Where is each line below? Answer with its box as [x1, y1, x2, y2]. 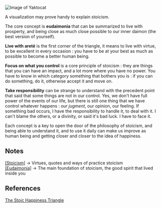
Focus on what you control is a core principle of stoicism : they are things [5, 63, 153, 68]
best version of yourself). [5, 34, 56, 39]
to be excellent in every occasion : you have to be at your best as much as [5, 48, 153, 54]
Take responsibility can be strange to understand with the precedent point [5, 88, 155, 93]
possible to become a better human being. [5, 53, 90, 59]
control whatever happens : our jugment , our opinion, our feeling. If [5, 103, 139, 109]
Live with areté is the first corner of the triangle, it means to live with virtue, [5, 43, 156, 48]
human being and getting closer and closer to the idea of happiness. [5, 133, 142, 139]
